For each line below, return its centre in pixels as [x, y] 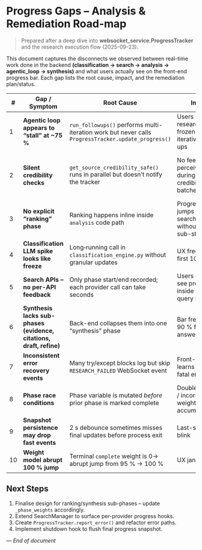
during [186, 175]
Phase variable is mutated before [116, 395]
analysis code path [97, 222]
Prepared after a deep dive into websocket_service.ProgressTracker [107, 40]
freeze [32, 266]
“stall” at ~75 [43, 135]
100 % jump [41, 467]
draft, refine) [41, 346]
